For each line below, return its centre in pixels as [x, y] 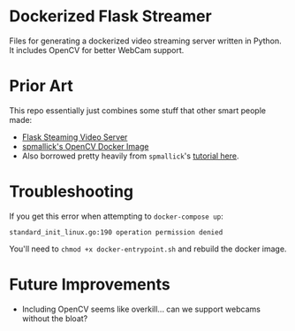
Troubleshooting [72, 192]
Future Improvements [90, 284]
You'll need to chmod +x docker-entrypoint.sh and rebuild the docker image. [148, 249]
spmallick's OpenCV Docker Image [85, 146]
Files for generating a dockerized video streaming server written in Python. [146, 41]
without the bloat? [55, 318]
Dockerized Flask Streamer [110, 16]
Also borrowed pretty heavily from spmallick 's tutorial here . [131, 156]
